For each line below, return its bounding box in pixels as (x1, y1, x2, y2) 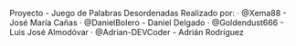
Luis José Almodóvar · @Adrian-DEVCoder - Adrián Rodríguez (9, 27, 245, 37)
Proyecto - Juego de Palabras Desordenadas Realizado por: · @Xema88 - (9, 8, 287, 18)
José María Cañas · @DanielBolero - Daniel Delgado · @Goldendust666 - (9, 17, 285, 28)
